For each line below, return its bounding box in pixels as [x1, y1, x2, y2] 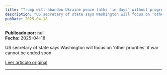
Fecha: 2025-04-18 [5, 35, 46, 41]
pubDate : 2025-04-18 [5, 16, 48, 21]
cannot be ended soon [5, 50, 52, 56]
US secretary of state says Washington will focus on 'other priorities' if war [5, 45, 159, 51]
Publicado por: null [5, 30, 45, 36]
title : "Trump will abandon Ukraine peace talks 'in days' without [5, 7, 148, 12]
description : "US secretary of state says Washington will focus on [5, 12, 150, 17]
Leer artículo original [5, 60, 48, 66]
